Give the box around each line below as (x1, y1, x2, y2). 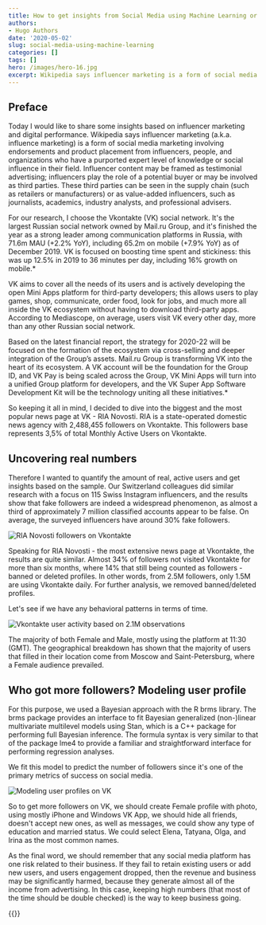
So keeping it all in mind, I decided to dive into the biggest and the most (8, 403, 242, 413)
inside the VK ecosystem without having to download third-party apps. (8, 304, 240, 315)
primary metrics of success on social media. (8, 770, 153, 781)
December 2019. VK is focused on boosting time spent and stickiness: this (8, 247, 252, 257)
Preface (8, 100, 48, 114)
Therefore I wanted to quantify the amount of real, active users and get (8, 473, 241, 483)
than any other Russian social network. (8, 322, 136, 331)
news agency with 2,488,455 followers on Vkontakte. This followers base (8, 420, 249, 430)
